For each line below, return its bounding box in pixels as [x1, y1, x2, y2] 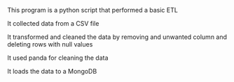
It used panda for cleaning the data [7, 54, 109, 62]
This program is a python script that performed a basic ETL [7, 6, 179, 14]
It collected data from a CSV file [7, 19, 99, 27]
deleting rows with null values [7, 40, 93, 48]
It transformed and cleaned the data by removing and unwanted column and [7, 33, 228, 41]
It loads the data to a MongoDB [7, 67, 97, 75]
